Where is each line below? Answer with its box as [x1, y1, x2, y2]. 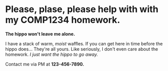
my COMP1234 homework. [5, 14, 120, 26]
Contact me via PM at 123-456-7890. [5, 61, 85, 67]
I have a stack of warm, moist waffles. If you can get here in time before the [5, 40, 163, 46]
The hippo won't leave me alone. [5, 31, 75, 37]
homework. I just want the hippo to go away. [5, 51, 98, 57]
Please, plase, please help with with [5, 4, 158, 15]
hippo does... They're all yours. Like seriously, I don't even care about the [5, 46, 158, 52]
